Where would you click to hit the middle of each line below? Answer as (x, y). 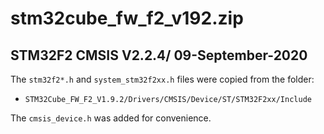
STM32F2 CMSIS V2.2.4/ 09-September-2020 (159, 55)
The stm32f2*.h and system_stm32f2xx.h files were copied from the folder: (162, 79)
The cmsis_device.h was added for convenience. (111, 118)
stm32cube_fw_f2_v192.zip (127, 18)
